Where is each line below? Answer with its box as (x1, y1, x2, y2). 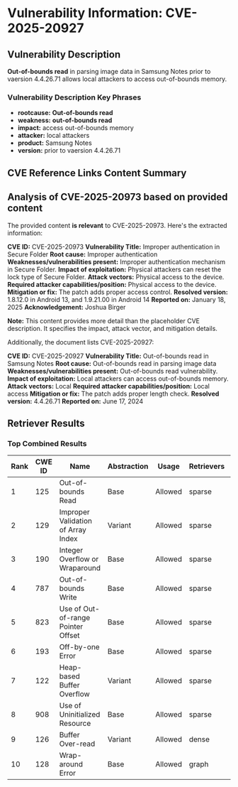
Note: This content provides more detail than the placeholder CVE (7, 316, 200, 325)
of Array (59, 525, 87, 535)
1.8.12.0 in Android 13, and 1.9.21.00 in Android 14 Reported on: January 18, (7, 295, 226, 303)
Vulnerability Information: (7, 5, 163, 21)
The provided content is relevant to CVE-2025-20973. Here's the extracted (7, 221, 228, 229)
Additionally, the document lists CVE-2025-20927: (7, 337, 154, 346)
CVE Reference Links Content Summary (7, 167, 187, 179)
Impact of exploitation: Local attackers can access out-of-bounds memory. (7, 374, 229, 383)
